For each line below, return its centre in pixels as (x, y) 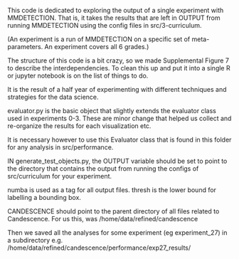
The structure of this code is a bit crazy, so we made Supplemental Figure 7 (118, 60)
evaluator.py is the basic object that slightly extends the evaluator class (112, 111)
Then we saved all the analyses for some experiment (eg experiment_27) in (117, 233)
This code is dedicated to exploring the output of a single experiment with (116, 10)
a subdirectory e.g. (35, 240)
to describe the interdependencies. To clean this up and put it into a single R (119, 68)
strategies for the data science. (53, 97)
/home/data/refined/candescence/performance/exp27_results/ (99, 248)
